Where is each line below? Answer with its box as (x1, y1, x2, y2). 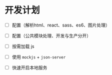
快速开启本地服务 (11, 64, 47, 70)
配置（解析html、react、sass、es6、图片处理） (11, 22, 110, 28)
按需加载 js (11, 43, 34, 49)
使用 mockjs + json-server (11, 54, 66, 60)
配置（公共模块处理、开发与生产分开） (11, 33, 91, 38)
